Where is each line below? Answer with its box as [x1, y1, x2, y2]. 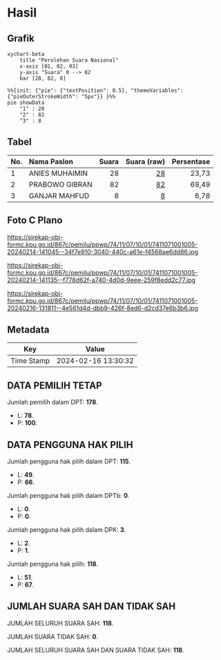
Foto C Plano [7, 215, 63, 226]
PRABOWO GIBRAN [28, 179, 93, 189]
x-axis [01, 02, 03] [19, 63, 79, 70]
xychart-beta [7, 51, 45, 57]
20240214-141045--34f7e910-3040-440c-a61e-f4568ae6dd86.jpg [7, 247, 199, 256]
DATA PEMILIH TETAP [7, 380, 102, 391]
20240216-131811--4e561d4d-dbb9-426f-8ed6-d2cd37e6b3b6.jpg [7, 303, 199, 312]
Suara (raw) [125, 157, 166, 166]
